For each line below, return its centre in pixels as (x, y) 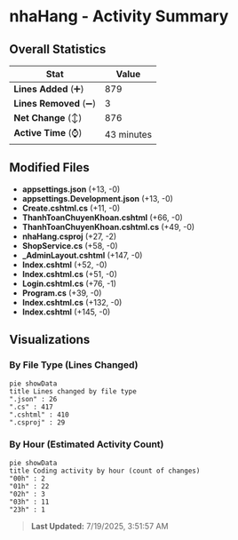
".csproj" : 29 (37, 422)
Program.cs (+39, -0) (62, 293)
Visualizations (50, 340)
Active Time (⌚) (48, 133)
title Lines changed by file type (73, 391)
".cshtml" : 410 (39, 415)
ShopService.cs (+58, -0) (70, 245)
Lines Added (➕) (49, 89)
